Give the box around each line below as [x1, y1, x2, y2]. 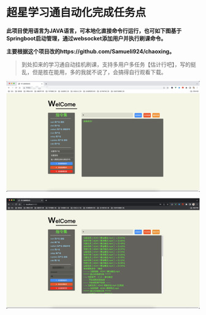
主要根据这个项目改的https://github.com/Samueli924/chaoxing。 [6, 47, 175, 55]
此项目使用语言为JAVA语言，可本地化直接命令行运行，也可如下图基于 [6, 27, 182, 34]
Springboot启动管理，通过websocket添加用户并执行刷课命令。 [6, 34, 167, 42]
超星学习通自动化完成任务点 [6, 6, 147, 20]
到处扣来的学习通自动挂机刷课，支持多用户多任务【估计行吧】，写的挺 [21, 61, 196, 68]
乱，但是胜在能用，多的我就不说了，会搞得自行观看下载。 [21, 68, 167, 75]
